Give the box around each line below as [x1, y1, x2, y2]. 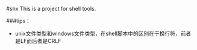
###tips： [6, 17, 31, 24]
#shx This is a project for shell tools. [6, 5, 96, 12]
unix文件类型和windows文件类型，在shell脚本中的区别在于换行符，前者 [14, 30, 192, 37]
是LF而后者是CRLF [14, 37, 61, 44]
